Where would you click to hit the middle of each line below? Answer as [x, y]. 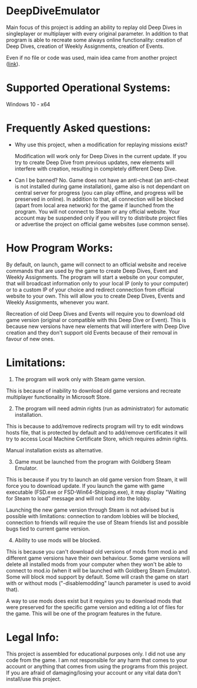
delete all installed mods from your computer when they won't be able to [94, 564]
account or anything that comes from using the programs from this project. [97, 666]
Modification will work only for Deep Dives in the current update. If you [101, 156]
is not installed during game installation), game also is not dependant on [102, 186]
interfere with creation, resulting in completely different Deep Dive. [96, 168]
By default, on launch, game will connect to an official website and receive [96, 264]
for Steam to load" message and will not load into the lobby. [79, 498]
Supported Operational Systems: [88, 88]
